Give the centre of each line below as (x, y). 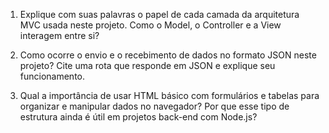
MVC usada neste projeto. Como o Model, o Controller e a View (150, 25)
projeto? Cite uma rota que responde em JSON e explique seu (147, 65)
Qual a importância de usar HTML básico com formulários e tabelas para (169, 95)
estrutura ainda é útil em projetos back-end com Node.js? (138, 117)
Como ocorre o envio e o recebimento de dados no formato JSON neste (168, 55)
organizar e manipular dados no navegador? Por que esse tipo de (154, 106)
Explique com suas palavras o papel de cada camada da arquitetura (159, 14)
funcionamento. (52, 76)
